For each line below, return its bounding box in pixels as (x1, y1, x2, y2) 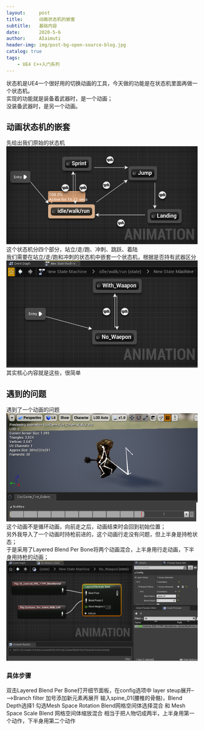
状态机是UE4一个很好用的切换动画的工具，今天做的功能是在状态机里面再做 (6, 79, 192, 87)
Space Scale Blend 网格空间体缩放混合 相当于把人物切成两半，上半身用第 (6, 709, 189, 717)
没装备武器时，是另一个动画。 (6, 102, 81, 110)
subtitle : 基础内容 (6, 23, 58, 29)
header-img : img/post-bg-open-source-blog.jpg (6, 42, 126, 48)
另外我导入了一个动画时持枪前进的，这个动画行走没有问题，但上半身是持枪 (6, 530, 192, 537)
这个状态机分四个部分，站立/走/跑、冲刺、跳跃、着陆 (6, 246, 138, 253)
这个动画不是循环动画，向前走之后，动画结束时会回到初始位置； (6, 523, 166, 530)
